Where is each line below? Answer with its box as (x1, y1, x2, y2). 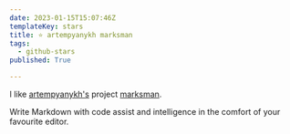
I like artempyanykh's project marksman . (9, 88, 162, 99)
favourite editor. (9, 116, 69, 127)
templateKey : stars (9, 22, 84, 31)
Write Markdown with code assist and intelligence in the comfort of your (9, 107, 281, 117)
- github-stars (17, 47, 76, 57)
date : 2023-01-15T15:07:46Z (9, 13, 117, 23)
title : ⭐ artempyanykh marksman (9, 30, 133, 39)
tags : (9, 38, 30, 48)
